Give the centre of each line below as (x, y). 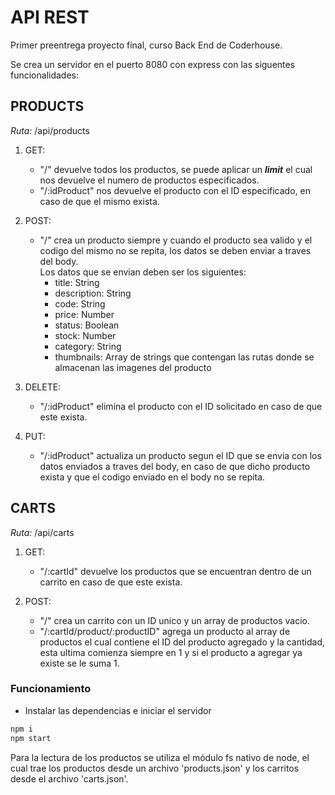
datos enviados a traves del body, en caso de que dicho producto (175, 466)
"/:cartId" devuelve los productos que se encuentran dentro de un (175, 571)
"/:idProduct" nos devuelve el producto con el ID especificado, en (175, 190)
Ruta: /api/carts (42, 532)
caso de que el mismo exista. (99, 201)
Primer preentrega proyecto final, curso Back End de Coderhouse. (146, 45)
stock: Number (85, 335)
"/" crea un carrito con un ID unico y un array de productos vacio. (175, 620)
